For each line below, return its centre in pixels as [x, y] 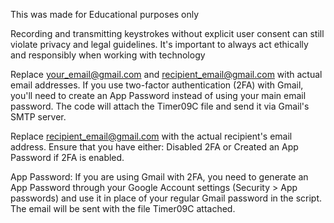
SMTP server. [38, 117]
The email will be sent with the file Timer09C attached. [123, 208]
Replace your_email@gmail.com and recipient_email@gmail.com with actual [166, 74]
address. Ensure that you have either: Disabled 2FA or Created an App [154, 147]
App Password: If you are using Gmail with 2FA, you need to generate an [159, 177]
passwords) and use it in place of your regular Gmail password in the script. [166, 198]
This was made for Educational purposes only [105, 14]
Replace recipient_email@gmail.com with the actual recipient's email [151, 136]
